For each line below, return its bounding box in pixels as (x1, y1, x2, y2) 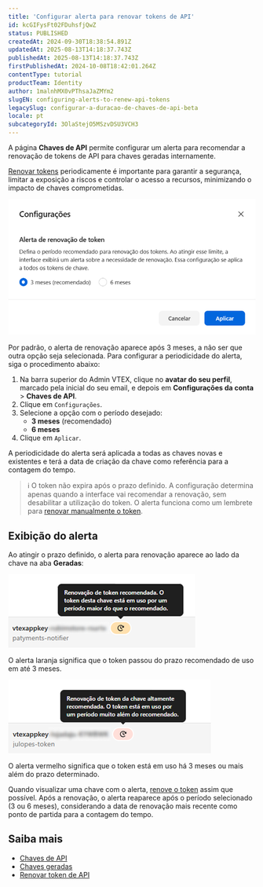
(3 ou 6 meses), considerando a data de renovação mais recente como (8, 801, 238, 811)
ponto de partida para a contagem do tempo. (8, 809, 154, 819)
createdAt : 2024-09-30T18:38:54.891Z (8, 38, 132, 46)
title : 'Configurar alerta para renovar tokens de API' (8, 13, 195, 20)
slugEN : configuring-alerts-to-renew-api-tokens (8, 95, 170, 104)
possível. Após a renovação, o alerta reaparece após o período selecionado (8, 793, 253, 802)
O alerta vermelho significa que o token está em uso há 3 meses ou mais (8, 761, 243, 770)
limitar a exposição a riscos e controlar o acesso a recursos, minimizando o (8, 175, 252, 184)
